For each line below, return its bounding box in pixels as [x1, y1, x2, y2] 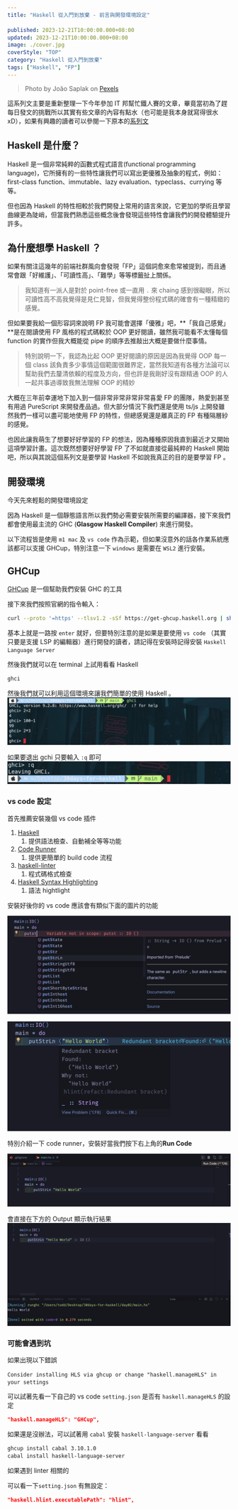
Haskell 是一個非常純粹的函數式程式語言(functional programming [7, 160, 196, 168]
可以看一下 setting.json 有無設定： [7, 1481, 110, 1489]
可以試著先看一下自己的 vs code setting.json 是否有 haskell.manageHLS [7, 1392, 217, 1401]
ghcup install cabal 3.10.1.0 [7, 1445, 97, 1452]
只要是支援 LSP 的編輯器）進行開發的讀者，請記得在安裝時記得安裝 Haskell [7, 637, 227, 646]
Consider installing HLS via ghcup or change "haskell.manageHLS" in [7, 1372, 217, 1379]
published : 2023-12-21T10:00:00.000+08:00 [7, 26, 135, 33]
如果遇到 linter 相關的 [7, 1466, 69, 1474]
